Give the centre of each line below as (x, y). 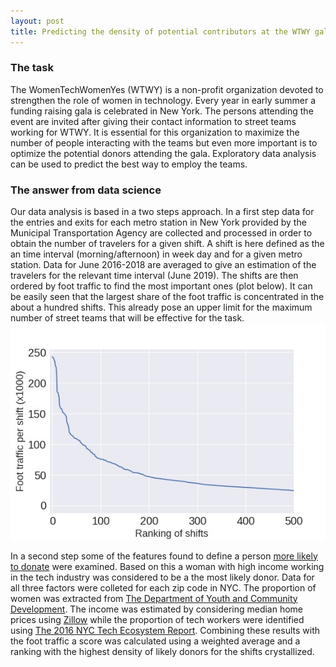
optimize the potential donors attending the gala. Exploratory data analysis (163, 153)
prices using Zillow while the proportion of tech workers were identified (157, 619)
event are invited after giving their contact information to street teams (153, 121)
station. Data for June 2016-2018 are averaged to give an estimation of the (163, 265)
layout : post (37, 21)
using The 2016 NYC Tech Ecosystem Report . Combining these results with (165, 630)
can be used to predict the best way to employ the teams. (129, 164)
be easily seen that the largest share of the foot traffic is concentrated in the (167, 297)
